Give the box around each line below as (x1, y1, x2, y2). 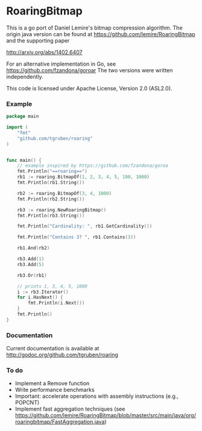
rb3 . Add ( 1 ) (17, 256, 45, 262)
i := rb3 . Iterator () (17, 289, 69, 295)
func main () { (6, 157, 42, 163)
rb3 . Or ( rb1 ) (17, 272, 47, 278)
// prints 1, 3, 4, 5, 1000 (17, 283, 87, 290)
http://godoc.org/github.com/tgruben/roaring (6, 351, 119, 359)
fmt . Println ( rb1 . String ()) (17, 179, 85, 186)
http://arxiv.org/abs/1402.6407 (6, 48, 83, 55)
